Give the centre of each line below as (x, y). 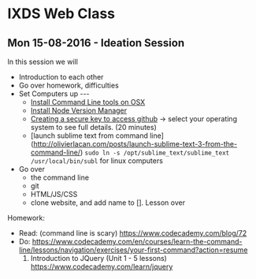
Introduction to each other (61, 77)
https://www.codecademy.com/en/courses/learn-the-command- (137, 242)
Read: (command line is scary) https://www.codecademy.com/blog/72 (133, 233)
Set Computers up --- (54, 94)
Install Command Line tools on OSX (88, 102)
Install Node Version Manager (79, 110)
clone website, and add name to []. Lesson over (108, 203)
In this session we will (43, 61)
